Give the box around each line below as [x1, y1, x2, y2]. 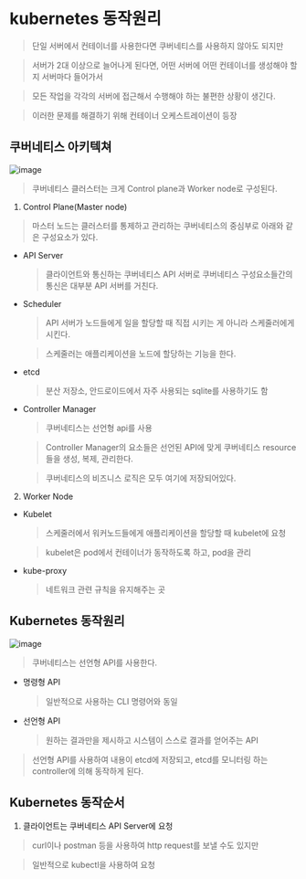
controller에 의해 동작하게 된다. [31, 765, 144, 777]
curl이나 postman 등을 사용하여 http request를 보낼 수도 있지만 [31, 840, 259, 851]
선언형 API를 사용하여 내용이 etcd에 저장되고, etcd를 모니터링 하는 [31, 754, 269, 765]
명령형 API [22, 676, 61, 687]
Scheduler [22, 298, 62, 309]
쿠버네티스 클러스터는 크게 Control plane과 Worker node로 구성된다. [31, 183, 278, 194]
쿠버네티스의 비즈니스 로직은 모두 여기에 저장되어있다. [45, 472, 237, 483]
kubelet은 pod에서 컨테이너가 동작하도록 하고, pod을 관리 [45, 546, 251, 557]
